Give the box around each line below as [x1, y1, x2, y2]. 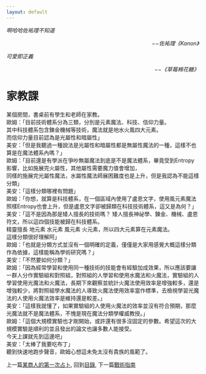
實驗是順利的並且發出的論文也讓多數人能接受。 [17, 325, 135, 332]
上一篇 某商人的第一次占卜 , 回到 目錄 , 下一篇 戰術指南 [6, 361, 136, 368]
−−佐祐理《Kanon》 [152, 39, 199, 47]
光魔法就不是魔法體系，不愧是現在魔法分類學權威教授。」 [6, 310, 149, 317]
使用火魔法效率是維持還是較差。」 [22, 294, 106, 302]
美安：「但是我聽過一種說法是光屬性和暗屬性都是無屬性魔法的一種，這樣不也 [6, 141, 197, 149]
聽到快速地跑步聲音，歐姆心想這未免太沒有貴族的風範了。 [6, 348, 151, 355]
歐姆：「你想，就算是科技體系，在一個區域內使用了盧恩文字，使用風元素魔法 [6, 195, 197, 202]
